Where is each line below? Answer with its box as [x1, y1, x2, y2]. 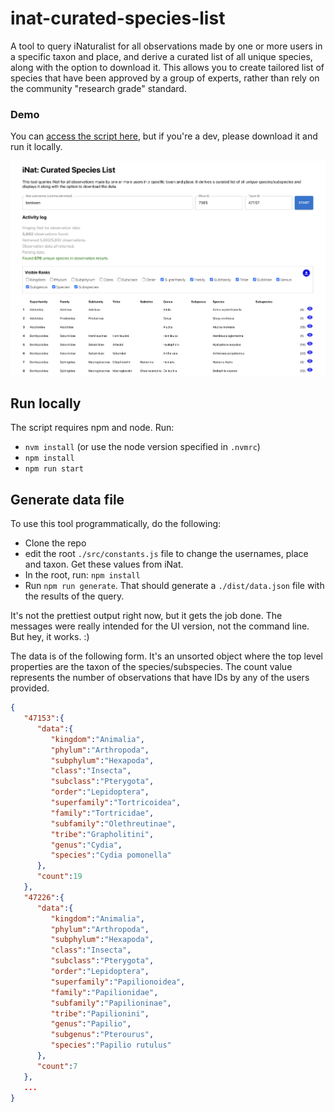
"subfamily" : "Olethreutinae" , [50, 818, 177, 829]
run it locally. [10, 141, 63, 153]
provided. [10, 682, 50, 694]
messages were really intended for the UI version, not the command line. [10, 620, 310, 632]
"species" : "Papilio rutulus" [50, 1040, 172, 1051]
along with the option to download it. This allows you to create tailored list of [10, 61, 325, 73]
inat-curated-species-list [10, 7, 226, 30]
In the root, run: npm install [24, 569, 141, 581]
